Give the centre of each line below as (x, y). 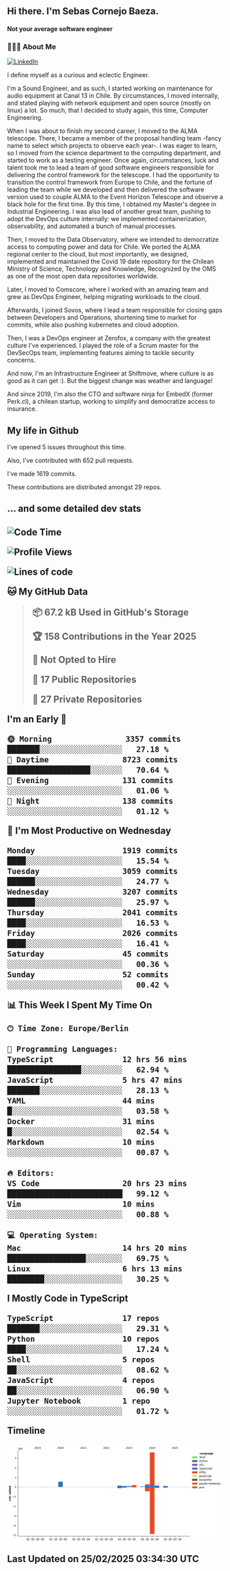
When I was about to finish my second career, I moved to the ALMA (102, 131)
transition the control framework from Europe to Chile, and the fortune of (110, 183)
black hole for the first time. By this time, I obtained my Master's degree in (112, 204)
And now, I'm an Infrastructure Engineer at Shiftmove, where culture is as (111, 373)
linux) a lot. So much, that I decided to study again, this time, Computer (107, 110)
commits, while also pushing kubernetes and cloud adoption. (93, 325)
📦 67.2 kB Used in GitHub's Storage (110, 612)
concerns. (22, 360)
